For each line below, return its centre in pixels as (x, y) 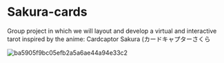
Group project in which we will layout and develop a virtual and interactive (112, 31)
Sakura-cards (47, 12)
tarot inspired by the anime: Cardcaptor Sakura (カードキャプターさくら (109, 39)
